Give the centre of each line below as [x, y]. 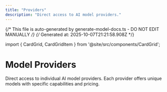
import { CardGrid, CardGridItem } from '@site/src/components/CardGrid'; [83, 44]
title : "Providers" [26, 10]
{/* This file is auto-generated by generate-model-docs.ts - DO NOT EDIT [82, 29]
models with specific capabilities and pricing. [53, 84]
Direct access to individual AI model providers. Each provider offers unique [84, 78]
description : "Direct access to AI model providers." [63, 15]
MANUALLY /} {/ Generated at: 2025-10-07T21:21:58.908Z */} [70, 34]
